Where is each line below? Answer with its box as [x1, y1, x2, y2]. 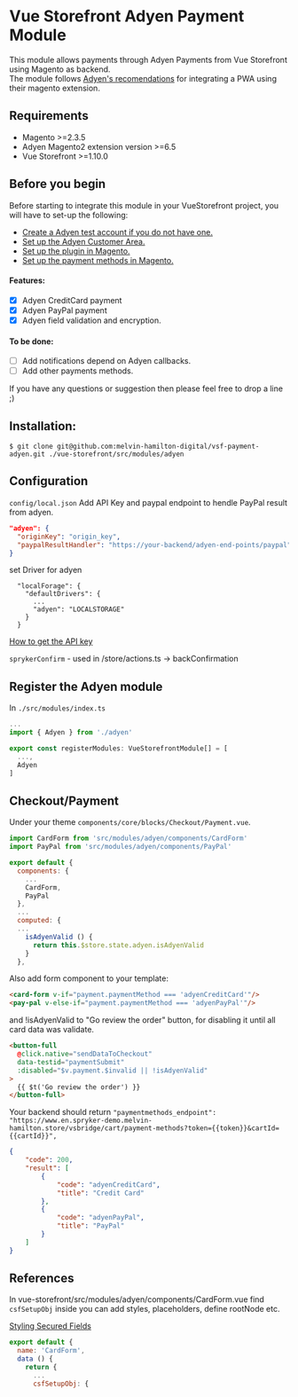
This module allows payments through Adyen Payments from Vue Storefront [9, 54, 288, 65]
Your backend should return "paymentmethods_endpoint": [9, 1107, 217, 1118]
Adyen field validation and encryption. [21, 315, 161, 326]
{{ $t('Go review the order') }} [17, 1082, 141, 1092]
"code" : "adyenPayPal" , [56, 1213, 145, 1222]
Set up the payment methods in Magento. [21, 255, 175, 265]
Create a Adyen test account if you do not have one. [21, 226, 213, 237]
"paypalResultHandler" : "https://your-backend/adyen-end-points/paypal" [17, 540, 292, 549]
